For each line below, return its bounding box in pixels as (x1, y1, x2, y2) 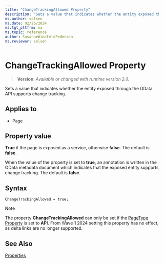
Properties (5, 252, 26, 258)
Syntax (5, 184, 27, 192)
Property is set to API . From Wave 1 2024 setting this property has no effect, (5, 220, 159, 226)
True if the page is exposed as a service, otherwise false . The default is (5, 145, 150, 151)
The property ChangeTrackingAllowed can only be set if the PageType (5, 215, 149, 221)
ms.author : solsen (5, 16, 42, 21)
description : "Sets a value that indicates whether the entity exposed (5, 12, 154, 17)
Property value (5, 132, 51, 140)
